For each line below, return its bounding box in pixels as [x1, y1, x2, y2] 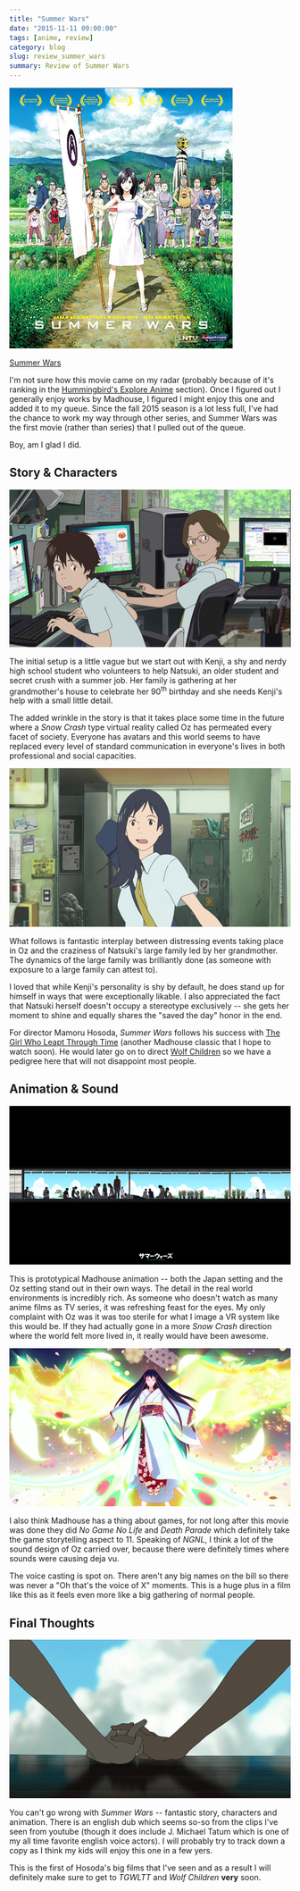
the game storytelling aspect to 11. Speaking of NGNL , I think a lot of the [9, 1535, 274, 1545]
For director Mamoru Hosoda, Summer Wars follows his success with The [9, 1027, 281, 1038]
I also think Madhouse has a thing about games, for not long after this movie [9, 1515, 289, 1527]
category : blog [9, 43, 66, 52]
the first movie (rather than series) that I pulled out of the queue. [9, 423, 246, 432]
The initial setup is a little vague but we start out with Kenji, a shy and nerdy [9, 656, 287, 666]
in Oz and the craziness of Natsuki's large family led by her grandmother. [9, 945, 279, 956]
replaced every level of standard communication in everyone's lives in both [9, 741, 286, 752]
